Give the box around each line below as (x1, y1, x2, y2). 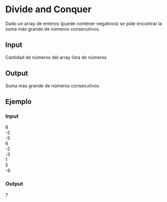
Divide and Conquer (5, 4, 92, 15)
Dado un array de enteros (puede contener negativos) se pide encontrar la (5, 20, 162, 27)
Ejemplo (5, 97, 32, 106)
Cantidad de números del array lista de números (5, 54, 107, 60)
